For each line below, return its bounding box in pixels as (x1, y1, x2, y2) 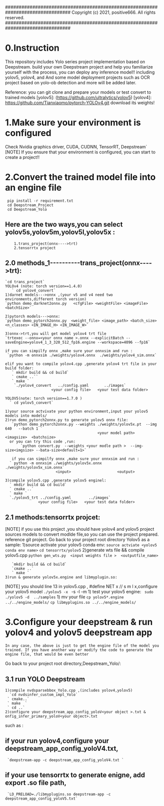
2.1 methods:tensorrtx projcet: (5, 513, 101, 521)
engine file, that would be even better (5, 652, 89, 657)
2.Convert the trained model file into (5, 172, 156, 183)
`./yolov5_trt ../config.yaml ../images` (9, 495, 111, 500)
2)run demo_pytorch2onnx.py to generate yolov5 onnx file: (5, 418, 129, 423)
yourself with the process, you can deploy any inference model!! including (5, 69, 155, 75)
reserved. (5, 15, 25, 20)
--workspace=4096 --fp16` (97, 340, 151, 345)
